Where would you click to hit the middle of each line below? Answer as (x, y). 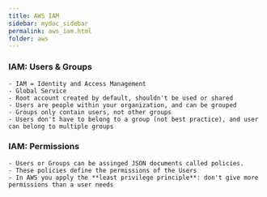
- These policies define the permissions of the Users (103, 170)
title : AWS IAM (34, 16)
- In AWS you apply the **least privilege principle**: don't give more (133, 178)
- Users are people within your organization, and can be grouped (123, 105)
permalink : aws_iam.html (50, 31)
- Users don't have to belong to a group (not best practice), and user (133, 119)
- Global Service (38, 91)
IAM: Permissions (44, 147)
